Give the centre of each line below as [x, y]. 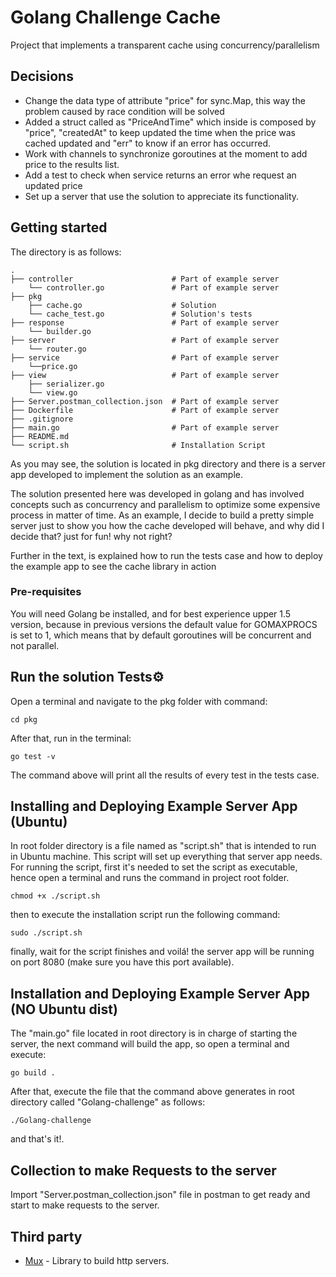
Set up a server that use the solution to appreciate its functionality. [162, 196]
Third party [46, 1236]
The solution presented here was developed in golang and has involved [157, 493]
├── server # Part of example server [145, 340]
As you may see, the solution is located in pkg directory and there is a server [168, 463]
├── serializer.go [66, 384]
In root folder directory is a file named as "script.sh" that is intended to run [163, 846]
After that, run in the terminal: [71, 738]
